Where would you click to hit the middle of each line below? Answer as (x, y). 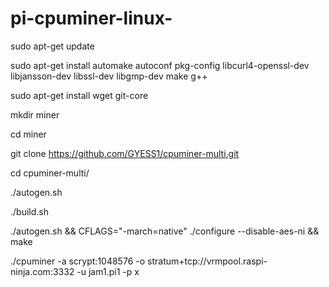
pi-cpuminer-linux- (91, 18)
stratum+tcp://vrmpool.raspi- (207, 261)
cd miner (28, 134)
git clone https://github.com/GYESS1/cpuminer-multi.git (125, 153)
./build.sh (29, 211)
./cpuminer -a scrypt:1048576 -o (78, 261)
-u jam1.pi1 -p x (108, 271)
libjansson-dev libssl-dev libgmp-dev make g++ (109, 76)
